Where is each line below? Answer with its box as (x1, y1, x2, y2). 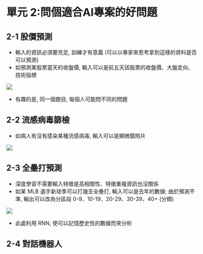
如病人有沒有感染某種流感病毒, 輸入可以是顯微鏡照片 (15, 132, 146, 139)
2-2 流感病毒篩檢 (6, 115, 70, 125)
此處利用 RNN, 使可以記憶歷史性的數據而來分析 (15, 219, 132, 227)
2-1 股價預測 (6, 31, 53, 42)
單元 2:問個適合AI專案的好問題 (6, 5, 158, 19)
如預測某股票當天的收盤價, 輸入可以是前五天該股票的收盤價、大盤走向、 (15, 64, 194, 71)
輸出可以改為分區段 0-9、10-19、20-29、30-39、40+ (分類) (23, 195, 174, 203)
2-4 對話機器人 (6, 239, 62, 249)
